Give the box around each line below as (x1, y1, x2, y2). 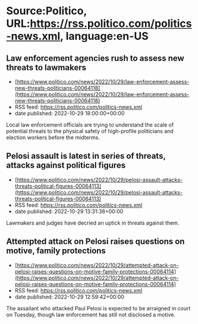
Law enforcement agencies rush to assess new (6, 53, 184, 63)
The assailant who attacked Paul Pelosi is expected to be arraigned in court (6, 304, 191, 312)
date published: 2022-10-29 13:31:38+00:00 (14, 207, 124, 215)
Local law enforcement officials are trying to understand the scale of (6, 121, 174, 128)
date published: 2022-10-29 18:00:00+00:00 (14, 110, 125, 117)
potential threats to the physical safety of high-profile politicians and (6, 128, 174, 134)
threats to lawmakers (6, 62, 86, 73)
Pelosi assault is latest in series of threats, (6, 151, 166, 161)
